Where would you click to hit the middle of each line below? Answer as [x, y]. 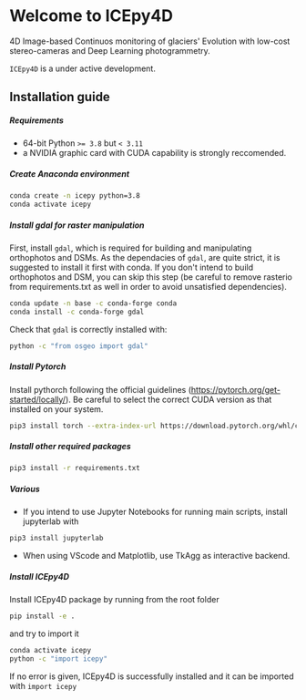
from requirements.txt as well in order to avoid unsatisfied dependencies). [148, 286]
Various [25, 489]
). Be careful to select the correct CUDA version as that [168, 399]
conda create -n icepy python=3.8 [75, 196]
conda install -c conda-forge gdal [77, 312]
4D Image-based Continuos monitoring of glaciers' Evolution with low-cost [150, 41]
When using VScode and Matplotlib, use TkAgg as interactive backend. [156, 556]
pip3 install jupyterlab [56, 539]
